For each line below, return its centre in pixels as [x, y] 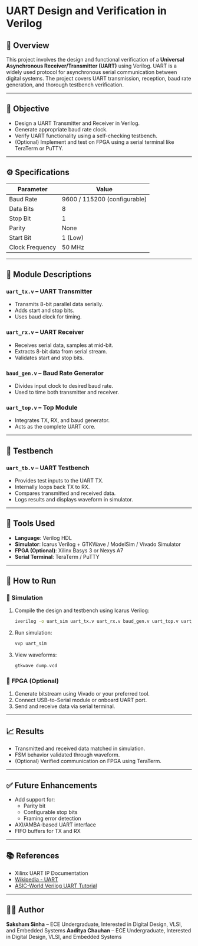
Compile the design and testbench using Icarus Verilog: [82, 610]
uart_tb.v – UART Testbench [48, 468]
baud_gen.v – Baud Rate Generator [55, 373]
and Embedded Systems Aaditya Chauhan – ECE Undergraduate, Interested [99, 930]
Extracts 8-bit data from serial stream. [61, 351]
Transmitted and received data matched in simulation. [80, 749]
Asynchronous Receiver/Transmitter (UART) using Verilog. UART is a [91, 66]
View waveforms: [36, 655]
